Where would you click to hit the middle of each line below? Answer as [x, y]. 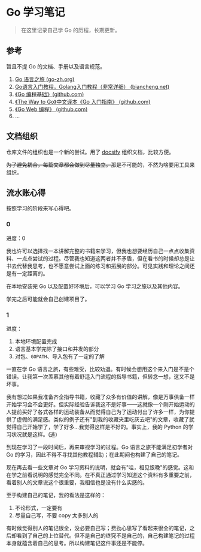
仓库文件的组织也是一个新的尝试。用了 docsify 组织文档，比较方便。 [90, 152]
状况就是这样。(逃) [34, 434]
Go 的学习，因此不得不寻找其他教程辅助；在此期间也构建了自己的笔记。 [94, 454]
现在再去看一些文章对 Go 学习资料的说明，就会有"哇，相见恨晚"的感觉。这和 [100, 467]
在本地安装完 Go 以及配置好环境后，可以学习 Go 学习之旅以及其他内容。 [95, 286]
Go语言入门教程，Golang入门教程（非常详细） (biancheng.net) [92, 86]
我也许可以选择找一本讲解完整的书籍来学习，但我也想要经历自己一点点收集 [98, 251]
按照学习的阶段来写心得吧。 [40, 208]
